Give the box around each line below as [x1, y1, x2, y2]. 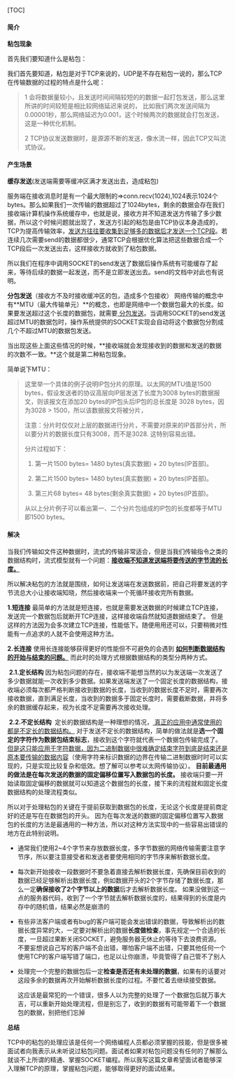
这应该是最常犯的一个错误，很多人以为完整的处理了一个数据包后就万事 [17, 990, 220, 999]
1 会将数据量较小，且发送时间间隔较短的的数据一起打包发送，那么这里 [24, 93, 225, 101]
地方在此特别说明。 [7, 828, 63, 837]
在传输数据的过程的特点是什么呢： [7, 78, 106, 87]
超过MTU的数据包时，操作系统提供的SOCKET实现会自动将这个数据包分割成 [7, 318, 224, 326]
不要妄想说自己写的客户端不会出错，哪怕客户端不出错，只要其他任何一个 [17, 943, 226, 952]
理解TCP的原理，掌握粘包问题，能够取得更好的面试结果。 [13, 1064, 179, 1073]
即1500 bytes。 [24, 513, 69, 521]
